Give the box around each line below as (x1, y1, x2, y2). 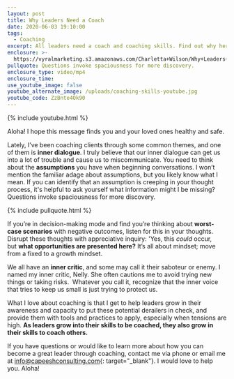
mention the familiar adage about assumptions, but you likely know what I (7, 170, 218, 179)
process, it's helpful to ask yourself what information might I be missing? (7, 186, 216, 193)
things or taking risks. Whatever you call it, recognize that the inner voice (7, 278, 219, 286)
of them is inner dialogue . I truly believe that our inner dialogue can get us (7, 148, 221, 156)
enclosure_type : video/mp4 (7, 68, 86, 75)
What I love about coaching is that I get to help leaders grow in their (7, 299, 202, 307)
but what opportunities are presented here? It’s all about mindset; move (7, 242, 216, 250)
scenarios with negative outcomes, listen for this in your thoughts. (22, 228, 214, 235)
